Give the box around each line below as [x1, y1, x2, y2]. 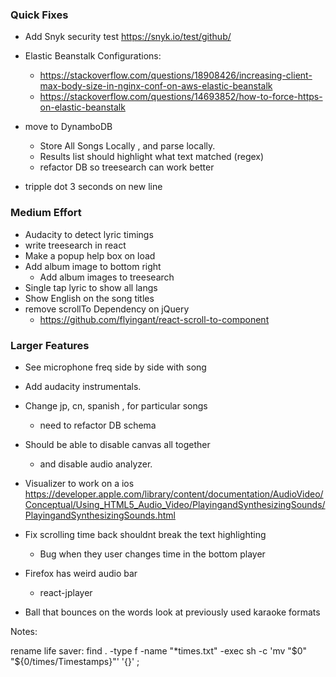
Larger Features [10, 338, 90, 352]
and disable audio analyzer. [39, 458, 153, 470]
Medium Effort [10, 206, 82, 220]
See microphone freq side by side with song [24, 361, 207, 373]
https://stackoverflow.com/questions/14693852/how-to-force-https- [39, 91, 323, 103]
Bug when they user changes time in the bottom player [39, 548, 266, 560]
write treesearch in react [24, 239, 127, 251]
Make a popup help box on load [24, 249, 156, 262]
